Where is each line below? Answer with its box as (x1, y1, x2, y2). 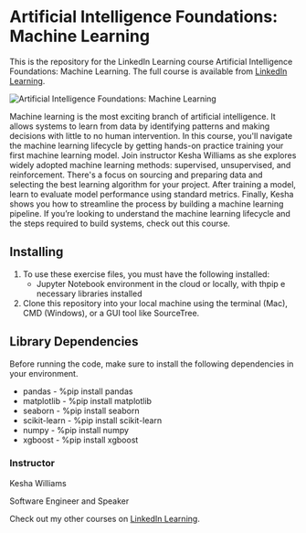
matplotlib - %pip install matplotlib (22, 395, 153, 406)
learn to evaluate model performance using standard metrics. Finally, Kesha (9, 188, 294, 199)
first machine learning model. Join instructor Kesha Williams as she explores (9, 149, 297, 161)
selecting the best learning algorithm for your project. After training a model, (9, 178, 297, 189)
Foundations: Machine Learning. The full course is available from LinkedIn (9, 66, 288, 77)
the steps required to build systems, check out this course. (9, 218, 231, 229)
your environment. (9, 368, 79, 378)
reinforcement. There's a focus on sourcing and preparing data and (9, 169, 263, 180)
